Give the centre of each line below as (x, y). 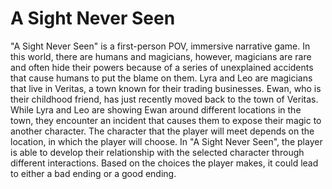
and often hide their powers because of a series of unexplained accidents (162, 67)
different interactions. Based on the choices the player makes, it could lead (164, 163)
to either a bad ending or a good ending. (93, 173)
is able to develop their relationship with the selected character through (157, 152)
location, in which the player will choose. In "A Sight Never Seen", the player (166, 141)
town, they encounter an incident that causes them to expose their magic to (166, 120)
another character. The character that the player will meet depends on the (162, 131)
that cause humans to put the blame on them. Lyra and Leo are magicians (161, 78)
